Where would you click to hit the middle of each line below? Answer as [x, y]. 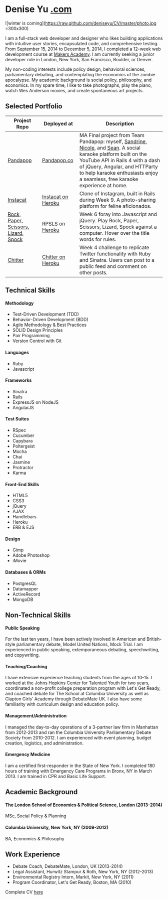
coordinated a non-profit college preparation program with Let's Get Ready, [83, 688]
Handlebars [24, 517]
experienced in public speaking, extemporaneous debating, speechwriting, [82, 650]
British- [154, 639]
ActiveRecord [26, 594]
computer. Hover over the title [114, 233]
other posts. [93, 272]
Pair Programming [31, 336]
